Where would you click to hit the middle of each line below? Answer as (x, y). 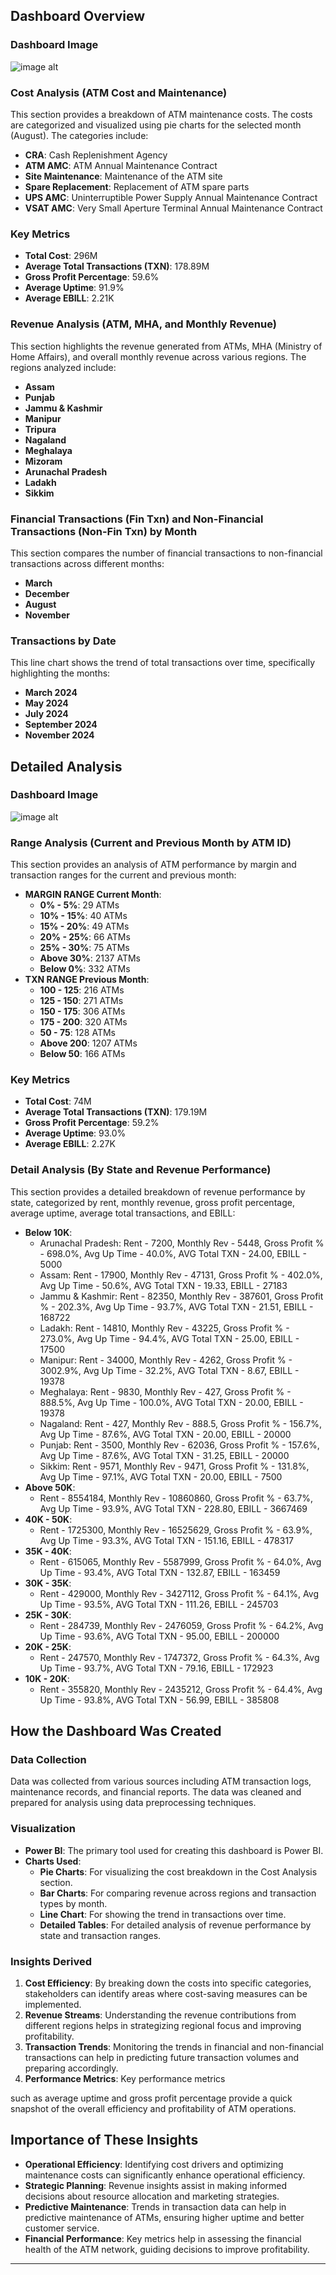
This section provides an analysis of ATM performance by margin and (153, 865)
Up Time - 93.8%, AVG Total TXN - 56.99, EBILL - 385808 (159, 1700)
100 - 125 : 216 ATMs (82, 990)
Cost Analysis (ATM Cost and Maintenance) (119, 92)
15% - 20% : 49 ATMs (84, 926)
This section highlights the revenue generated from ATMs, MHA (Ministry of (166, 346)
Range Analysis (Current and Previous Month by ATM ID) (151, 842)
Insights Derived (51, 1961)
